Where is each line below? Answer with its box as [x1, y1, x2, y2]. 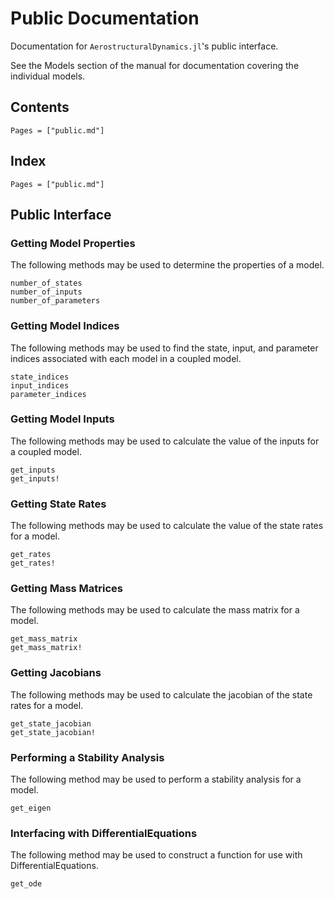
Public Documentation [10, 7, 200, 30]
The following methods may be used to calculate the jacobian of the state [10, 688, 313, 701]
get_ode [10, 879, 43, 889]
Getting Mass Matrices [10, 582, 124, 596]
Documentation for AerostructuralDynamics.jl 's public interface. [10, 40, 279, 52]
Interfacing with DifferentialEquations [10, 826, 198, 840]
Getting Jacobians [10, 666, 102, 680]
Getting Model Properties [10, 236, 136, 250]
